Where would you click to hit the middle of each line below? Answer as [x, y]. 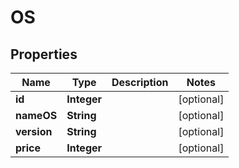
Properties [44, 54]
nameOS [36, 115]
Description [140, 82]
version [34, 131]
